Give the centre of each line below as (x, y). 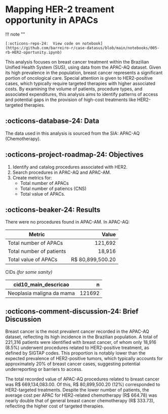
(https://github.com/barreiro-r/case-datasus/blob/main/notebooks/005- (82, 48)
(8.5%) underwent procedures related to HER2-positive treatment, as (77, 348)
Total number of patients (37, 251)
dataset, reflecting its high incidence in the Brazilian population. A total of (81, 337)
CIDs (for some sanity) (29, 272)
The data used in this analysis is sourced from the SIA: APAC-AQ (73, 133)
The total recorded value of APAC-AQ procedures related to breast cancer (82, 379)
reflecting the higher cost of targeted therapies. (55, 406)
